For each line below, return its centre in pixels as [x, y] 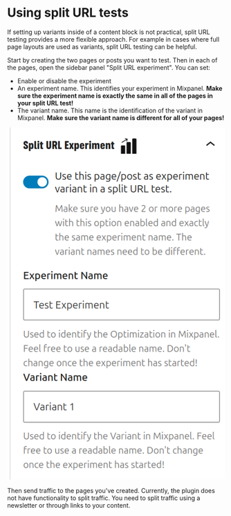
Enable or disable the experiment [64, 80]
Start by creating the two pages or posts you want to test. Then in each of [112, 60]
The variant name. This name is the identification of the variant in [110, 110]
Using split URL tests [68, 13]
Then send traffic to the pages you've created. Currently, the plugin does [111, 491]
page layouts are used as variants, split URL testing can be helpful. [102, 46]
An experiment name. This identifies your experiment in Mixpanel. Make [120, 88]
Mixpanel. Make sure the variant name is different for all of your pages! [121, 118]
